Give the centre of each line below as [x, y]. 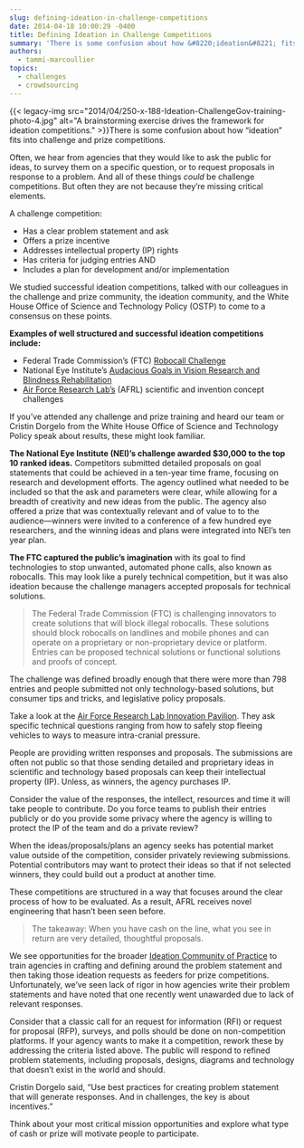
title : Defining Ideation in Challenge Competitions [111, 34]
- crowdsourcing [48, 85]
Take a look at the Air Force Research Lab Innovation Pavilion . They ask [142, 715]
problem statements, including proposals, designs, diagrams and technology [152, 1059]
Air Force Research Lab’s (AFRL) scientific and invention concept [143, 389]
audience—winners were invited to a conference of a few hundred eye [141, 521]
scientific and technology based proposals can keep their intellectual [138, 771]
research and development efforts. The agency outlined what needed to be [149, 482]
